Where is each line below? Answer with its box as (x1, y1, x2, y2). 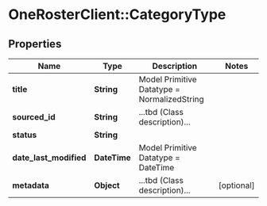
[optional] (218, 180, 255, 191)
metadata (12, 180, 49, 191)
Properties (8, 37, 62, 51)
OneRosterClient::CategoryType (8, 6, 226, 24)
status (12, 129, 37, 140)
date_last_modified (12, 152, 87, 163)
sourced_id (12, 112, 56, 122)
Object (94, 180, 121, 191)
